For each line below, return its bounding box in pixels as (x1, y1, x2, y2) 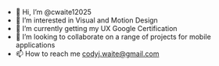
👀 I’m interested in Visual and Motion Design (15, 16, 158, 25)
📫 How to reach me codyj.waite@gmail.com (15, 49, 160, 58)
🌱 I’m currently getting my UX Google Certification (15, 24, 178, 33)
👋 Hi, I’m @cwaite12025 (15, 8, 92, 16)
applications (15, 40, 56, 50)
